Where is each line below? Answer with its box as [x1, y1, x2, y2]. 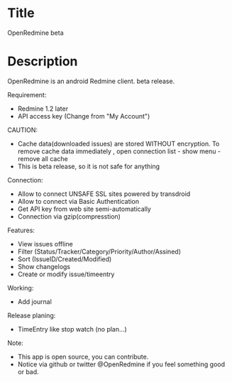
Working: [7, 283, 34, 292]
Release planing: [7, 311, 56, 320]
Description [7, 53, 78, 70]
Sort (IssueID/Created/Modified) [17, 254, 112, 263]
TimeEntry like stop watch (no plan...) [17, 324, 128, 333]
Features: [7, 226, 35, 234]
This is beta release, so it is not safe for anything [17, 162, 160, 170]
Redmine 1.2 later [17, 104, 69, 113]
